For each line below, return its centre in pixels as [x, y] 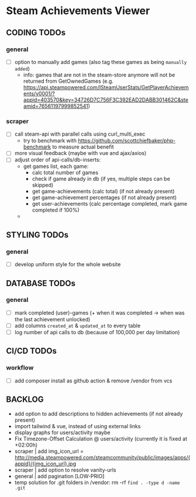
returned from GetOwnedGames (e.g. [68, 81]
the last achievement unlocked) [52, 319]
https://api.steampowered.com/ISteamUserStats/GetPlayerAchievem [106, 87]
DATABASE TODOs [41, 283]
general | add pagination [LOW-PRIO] [59, 476]
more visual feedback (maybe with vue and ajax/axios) [80, 153]
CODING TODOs [36, 33]
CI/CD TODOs [31, 351]
